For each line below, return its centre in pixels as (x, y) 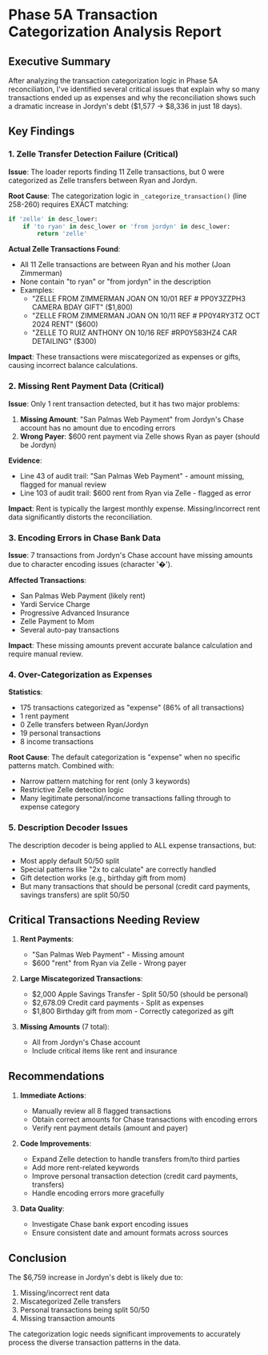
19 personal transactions (60, 733)
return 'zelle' (62, 234)
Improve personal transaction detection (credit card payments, (135, 1176)
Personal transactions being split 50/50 (85, 1309)
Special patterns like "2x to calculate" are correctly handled (118, 869)
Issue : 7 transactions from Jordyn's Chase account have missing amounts (131, 555)
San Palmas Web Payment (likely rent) (82, 596)
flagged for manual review (63, 484)
